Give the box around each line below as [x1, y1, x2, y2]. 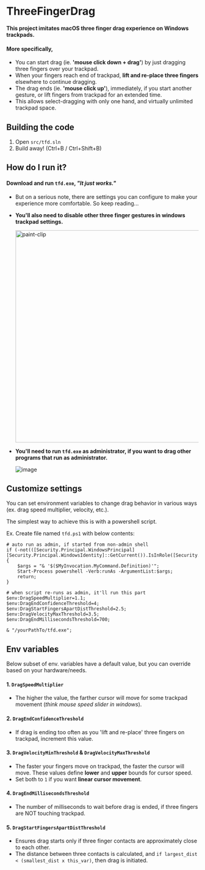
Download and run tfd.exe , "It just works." [6, 179, 117, 187]
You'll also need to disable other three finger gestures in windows [15, 211, 185, 218]
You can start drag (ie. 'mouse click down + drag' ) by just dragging [15, 59, 186, 66]
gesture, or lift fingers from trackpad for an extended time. [15, 91, 162, 99]
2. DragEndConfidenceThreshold [6, 715, 84, 722]
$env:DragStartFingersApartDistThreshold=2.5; [6, 606, 127, 612]
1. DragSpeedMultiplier [6, 680, 64, 688]
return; [17, 574, 37, 580]
